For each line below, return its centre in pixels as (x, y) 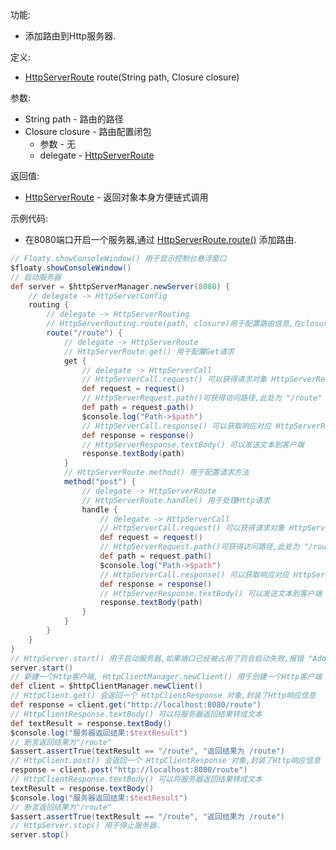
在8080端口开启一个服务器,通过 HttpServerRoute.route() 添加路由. (160, 239)
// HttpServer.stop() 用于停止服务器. (86, 826)
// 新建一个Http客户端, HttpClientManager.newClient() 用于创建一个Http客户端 (166, 677)
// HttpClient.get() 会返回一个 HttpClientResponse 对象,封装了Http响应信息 (163, 696)
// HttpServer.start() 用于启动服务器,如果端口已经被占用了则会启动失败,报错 (157, 658)
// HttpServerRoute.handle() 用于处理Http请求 (175, 500)
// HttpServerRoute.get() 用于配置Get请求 (149, 351)
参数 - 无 (57, 144)
